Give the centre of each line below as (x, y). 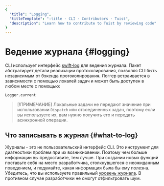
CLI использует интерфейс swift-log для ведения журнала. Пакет (73, 65)
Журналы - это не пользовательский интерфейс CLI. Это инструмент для (82, 147)
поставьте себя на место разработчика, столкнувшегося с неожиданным (82, 163)
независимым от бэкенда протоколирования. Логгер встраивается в (78, 76)
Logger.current (21, 95)
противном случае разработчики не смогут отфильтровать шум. (73, 178)
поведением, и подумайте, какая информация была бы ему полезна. (77, 168)
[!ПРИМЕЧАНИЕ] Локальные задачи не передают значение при (84, 104)
